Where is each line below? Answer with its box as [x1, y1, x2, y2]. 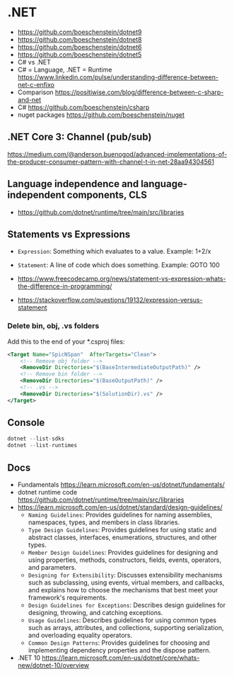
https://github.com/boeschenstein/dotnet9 [17, 28, 142, 36]
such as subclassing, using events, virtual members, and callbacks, [28, 578, 225, 587]
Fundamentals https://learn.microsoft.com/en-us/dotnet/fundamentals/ [17, 480, 225, 489]
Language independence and [7, 178, 139, 190]
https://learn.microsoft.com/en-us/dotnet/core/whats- [42, 653, 200, 663]
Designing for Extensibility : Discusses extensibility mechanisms [28, 571, 223, 580]
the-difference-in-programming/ [17, 282, 112, 291]
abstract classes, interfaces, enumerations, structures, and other [28, 533, 217, 542]
